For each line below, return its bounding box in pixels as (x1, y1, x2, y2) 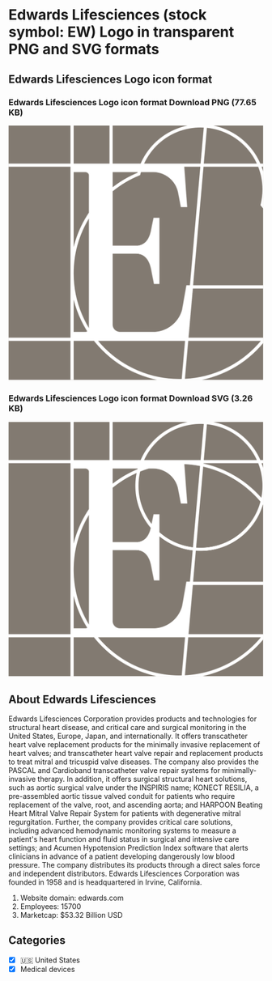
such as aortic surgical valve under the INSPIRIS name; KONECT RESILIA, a (8, 783, 259, 792)
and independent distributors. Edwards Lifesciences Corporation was (8, 868, 240, 878)
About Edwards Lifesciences (8, 692, 156, 706)
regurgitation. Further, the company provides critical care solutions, (8, 817, 233, 826)
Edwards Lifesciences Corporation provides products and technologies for (8, 714, 257, 724)
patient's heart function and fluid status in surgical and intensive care (8, 834, 240, 843)
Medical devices (19, 964, 75, 974)
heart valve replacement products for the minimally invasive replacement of (8, 739, 261, 750)
